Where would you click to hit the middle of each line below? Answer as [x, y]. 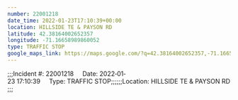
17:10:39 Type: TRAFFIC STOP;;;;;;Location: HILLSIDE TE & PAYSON [119, 81]
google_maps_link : [34, 54]
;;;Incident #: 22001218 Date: [53, 73]
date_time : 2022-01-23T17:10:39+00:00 [64, 21]
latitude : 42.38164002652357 [50, 34]
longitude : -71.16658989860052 [53, 40]
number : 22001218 [33, 14]
